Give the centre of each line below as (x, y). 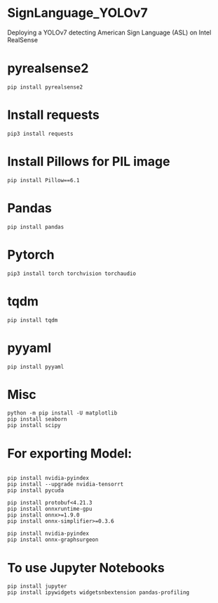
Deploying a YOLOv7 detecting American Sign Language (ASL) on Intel (109, 32)
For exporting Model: (70, 453)
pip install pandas (36, 227)
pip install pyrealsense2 (45, 87)
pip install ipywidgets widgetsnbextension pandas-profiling (98, 592)
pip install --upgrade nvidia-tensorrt (66, 484)
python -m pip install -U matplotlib (62, 413)
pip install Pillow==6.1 (43, 180)
